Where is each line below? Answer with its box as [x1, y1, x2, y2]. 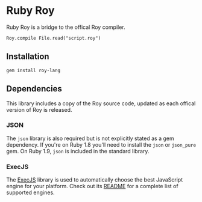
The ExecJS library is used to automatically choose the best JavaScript [6, 176, 183, 183]
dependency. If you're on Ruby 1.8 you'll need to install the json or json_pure [6, 141, 197, 148]
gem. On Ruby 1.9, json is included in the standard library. [6, 147, 150, 155]
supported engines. [6, 189, 55, 196]
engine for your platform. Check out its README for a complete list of [6, 183, 179, 190]
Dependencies [6, 84, 62, 94]
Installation [6, 52, 49, 62]
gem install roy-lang [6, 67, 61, 73]
